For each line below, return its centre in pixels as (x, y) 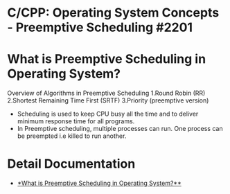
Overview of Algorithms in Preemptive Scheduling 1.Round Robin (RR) (106, 93)
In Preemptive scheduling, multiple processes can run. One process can (120, 129)
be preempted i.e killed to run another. (72, 136)
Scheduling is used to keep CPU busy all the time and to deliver (108, 114)
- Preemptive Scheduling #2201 (100, 27)
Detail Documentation (71, 164)
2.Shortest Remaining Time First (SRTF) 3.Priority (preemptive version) (108, 100)
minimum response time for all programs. (76, 121)
